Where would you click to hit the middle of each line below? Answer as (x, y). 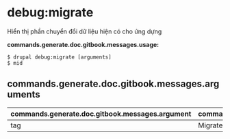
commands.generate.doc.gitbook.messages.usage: (83, 44)
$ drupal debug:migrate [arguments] (59, 57)
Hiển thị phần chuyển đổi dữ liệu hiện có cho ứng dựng (85, 31)
